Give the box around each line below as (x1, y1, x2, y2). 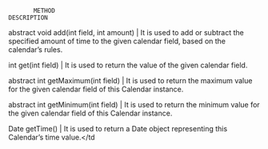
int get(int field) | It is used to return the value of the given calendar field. (8, 60, 248, 70)
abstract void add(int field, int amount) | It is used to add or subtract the (8, 28, 244, 37)
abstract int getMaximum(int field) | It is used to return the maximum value (8, 76, 253, 85)
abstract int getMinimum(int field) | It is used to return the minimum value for (8, 100, 260, 109)
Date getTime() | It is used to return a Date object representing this (8, 124, 228, 133)
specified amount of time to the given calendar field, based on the (8, 36, 226, 46)
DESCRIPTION (8, 14, 48, 22)
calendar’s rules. (8, 45, 63, 54)
